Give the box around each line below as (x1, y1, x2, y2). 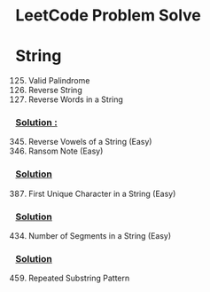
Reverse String (27, 85, 83, 96)
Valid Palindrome (27, 75, 90, 86)
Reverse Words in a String (27, 94, 124, 105)
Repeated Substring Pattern (27, 272, 130, 284)
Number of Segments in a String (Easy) (27, 231, 172, 241)
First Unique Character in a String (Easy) (27, 188, 176, 199)
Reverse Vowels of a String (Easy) (27, 137, 152, 147)
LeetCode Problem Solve (15, 5, 201, 26)
